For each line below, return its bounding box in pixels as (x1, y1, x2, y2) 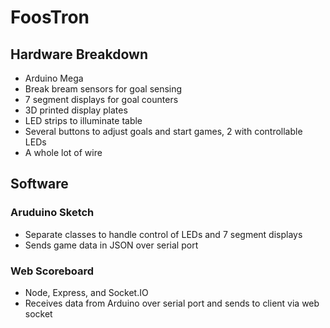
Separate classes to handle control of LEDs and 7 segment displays (24, 228, 303, 240)
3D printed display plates (24, 104, 128, 116)
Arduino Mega (24, 72, 84, 84)
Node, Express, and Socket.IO (24, 286, 149, 298)
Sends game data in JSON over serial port (24, 239, 199, 251)
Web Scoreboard (10, 264, 95, 278)
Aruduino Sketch (10, 206, 95, 220)
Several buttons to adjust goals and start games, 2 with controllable (24, 126, 303, 137)
